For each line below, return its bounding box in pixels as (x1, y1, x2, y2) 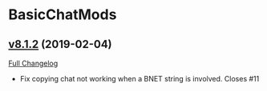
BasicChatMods (8, 6, 117, 24)
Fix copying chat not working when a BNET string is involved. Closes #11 (19, 74, 260, 83)
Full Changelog (8, 58, 59, 68)
